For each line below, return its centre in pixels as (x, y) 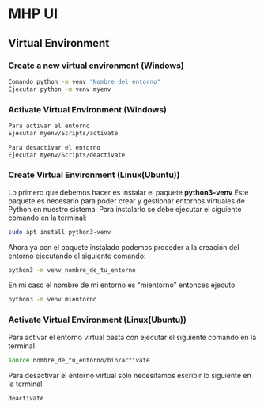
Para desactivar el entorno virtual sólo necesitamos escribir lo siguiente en (130, 375)
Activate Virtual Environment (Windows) (88, 109)
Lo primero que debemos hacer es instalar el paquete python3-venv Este (128, 192)
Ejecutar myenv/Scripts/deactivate (67, 155)
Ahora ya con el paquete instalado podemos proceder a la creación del (124, 247)
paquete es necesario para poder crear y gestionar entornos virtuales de (127, 201)
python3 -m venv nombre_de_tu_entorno (72, 270)
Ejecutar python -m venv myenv (60, 89)
